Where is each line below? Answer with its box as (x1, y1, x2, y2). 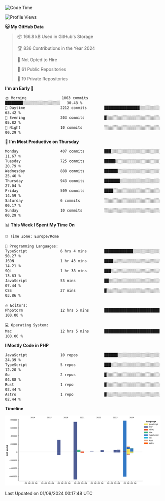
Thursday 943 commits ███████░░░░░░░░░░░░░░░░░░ (5, 179, 160, 183)
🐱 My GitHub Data (5, 24, 44, 30)
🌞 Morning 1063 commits (5, 96, 89, 101)
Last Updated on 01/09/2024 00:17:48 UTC (5, 490, 93, 496)
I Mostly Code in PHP (5, 343, 49, 348)
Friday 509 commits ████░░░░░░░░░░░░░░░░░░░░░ (5, 188, 160, 193)
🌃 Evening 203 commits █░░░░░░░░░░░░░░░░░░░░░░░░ (5, 115, 160, 120)
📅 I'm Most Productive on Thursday (5, 139, 79, 144)
